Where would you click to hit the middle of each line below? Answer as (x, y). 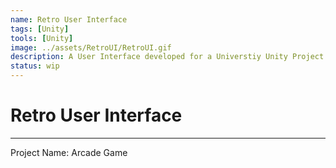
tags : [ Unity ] (40, 29)
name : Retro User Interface (69, 19)
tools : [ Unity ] (42, 38)
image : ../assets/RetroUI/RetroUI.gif (91, 47)
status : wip (35, 66)
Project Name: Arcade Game (69, 152)
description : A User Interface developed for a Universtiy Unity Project (167, 57)
